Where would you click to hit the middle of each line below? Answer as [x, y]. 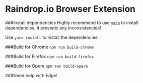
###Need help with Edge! [31, 75]
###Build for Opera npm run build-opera [47, 66]
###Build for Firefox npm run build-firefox [50, 56]
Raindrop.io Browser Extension [70, 9]
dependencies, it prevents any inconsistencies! [53, 28]
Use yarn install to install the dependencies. [52, 37]
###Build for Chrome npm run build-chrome [50, 47]
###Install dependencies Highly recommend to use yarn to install [72, 23]
